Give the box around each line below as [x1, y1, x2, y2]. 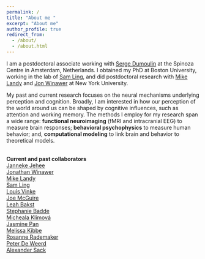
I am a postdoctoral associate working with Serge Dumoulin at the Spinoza [6, 59, 194, 67]
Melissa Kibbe [6, 227, 42, 234]
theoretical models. [6, 137, 55, 144]
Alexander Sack [6, 246, 47, 253]
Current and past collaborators [6, 155, 87, 162]
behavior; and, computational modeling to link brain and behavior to [6, 130, 179, 138]
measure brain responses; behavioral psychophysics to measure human [6, 124, 191, 131]
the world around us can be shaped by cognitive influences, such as [6, 104, 179, 111]
